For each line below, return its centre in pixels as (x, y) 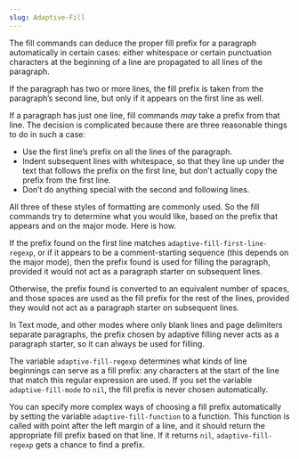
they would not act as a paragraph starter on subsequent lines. (125, 307)
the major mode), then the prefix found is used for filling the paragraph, (140, 262)
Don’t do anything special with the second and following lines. (136, 189)
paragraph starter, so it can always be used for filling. (107, 343)
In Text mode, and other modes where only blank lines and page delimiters (146, 324)
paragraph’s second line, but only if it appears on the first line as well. (137, 98)
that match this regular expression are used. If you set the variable (131, 380)
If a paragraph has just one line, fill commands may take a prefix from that (145, 115)
